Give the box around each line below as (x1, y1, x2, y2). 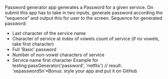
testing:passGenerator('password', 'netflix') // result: (12, 63, 122, 68)
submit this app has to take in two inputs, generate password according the (5, 10, 163, 16)
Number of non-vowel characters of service (12, 52, 105, 58)
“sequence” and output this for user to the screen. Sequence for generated (5, 15, 162, 21)
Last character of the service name (12, 30, 86, 36)
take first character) (12, 41, 54, 47)
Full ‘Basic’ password (12, 47, 57, 52)
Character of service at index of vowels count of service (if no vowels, (12, 35, 160, 42)
